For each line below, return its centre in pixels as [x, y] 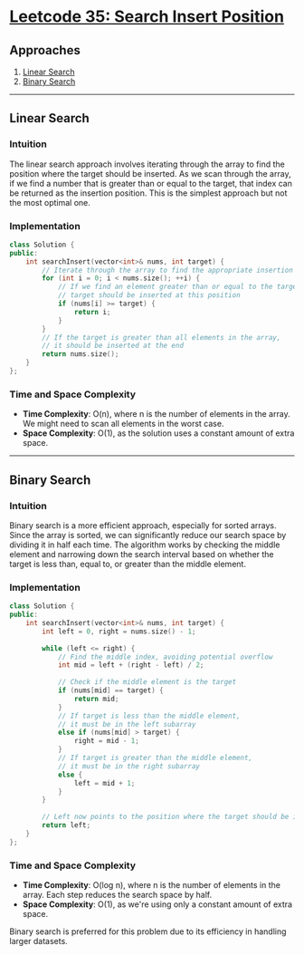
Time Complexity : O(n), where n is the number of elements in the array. [157, 414]
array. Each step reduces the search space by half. [117, 894]
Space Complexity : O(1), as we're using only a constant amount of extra [157, 904]
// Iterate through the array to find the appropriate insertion [168, 270]
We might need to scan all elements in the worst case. [123, 424]
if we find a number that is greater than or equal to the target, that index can [151, 183]
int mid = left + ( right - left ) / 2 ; [131, 665]
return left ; [66, 825]
